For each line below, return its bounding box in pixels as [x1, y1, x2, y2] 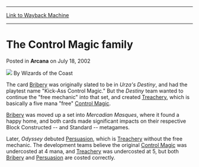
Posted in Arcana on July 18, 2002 [6, 57, 91, 64]
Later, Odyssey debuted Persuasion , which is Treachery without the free [6, 135, 182, 142]
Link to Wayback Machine [6, 12, 69, 18]
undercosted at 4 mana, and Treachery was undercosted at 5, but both [6, 148, 179, 155]
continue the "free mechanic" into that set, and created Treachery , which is [6, 93, 190, 100]
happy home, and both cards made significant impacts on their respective [6, 117, 187, 125]
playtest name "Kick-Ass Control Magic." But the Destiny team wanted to [6, 87, 184, 94]
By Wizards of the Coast [13, 69, 73, 77]
